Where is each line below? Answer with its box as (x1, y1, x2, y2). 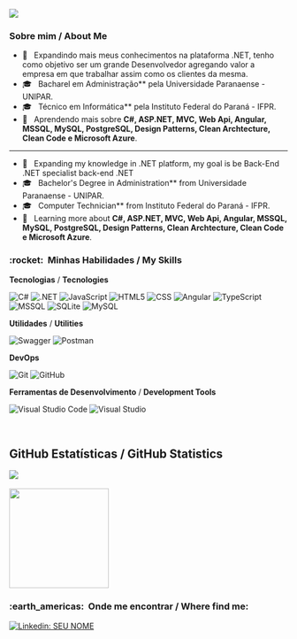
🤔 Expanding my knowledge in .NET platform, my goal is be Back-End (21, 158, 280, 169)
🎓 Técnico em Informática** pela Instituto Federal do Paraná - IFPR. (21, 102, 277, 112)
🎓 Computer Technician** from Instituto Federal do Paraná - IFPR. (21, 200, 270, 212)
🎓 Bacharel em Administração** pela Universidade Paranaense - (21, 79, 265, 89)
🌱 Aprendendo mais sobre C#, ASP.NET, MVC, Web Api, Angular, (21, 114, 267, 125)
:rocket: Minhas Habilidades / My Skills (9, 254, 183, 266)
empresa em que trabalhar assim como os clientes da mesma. (21, 69, 248, 80)
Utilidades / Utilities (9, 318, 84, 328)
